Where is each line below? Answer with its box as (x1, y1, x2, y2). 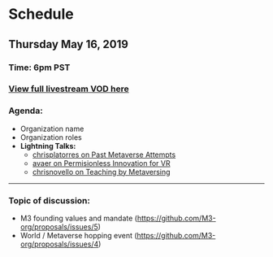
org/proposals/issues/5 (19, 222, 99, 232)
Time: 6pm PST (8, 62, 71, 73)
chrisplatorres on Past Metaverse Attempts (32, 150, 176, 159)
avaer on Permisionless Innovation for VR (32, 158, 171, 168)
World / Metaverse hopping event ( (19, 231, 137, 241)
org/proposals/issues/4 (19, 239, 99, 249)
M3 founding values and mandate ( (19, 213, 138, 224)
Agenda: (8, 105, 43, 116)
